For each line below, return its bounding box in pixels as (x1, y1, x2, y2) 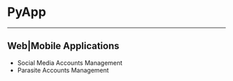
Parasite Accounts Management (17, 66, 110, 74)
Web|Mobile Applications (7, 40, 120, 52)
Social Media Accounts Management (17, 58, 123, 66)
